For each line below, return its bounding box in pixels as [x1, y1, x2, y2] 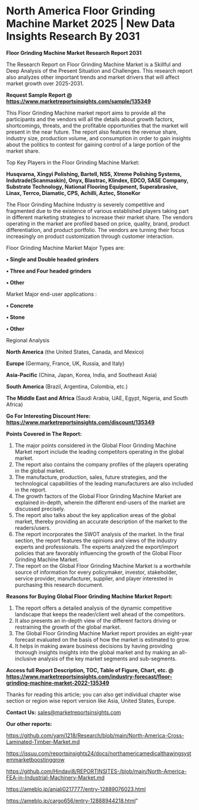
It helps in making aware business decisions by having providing [14, 642, 173, 650]
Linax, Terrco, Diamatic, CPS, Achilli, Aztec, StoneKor [6, 189, 141, 196]
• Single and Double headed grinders [6, 255, 99, 263]
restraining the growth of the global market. [14, 623, 122, 630]
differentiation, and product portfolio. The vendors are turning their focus [6, 226, 185, 233]
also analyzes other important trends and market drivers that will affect [6, 73, 180, 81]
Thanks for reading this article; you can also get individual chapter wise [6, 691, 181, 698]
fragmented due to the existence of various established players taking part [6, 207, 189, 214]
